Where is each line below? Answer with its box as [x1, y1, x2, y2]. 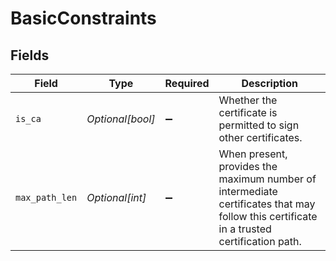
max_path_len [15, 192, 78, 203]
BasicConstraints [10, 7, 157, 30]
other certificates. [218, 131, 303, 144]
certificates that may [218, 197, 316, 211]
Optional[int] [86, 191, 147, 204]
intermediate [218, 185, 278, 198]
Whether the [218, 93, 278, 107]
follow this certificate [218, 210, 318, 223]
